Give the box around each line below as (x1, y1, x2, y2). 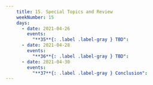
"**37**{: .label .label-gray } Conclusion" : (32, 70, 148, 76)
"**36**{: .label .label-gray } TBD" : (32, 53, 129, 59)
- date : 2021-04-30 (21, 59, 70, 65)
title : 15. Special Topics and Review (16, 8, 113, 15)
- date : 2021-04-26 (21, 25, 70, 32)
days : (16, 20, 30, 26)
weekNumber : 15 (16, 14, 54, 20)
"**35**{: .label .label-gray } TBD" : (32, 37, 129, 42)
